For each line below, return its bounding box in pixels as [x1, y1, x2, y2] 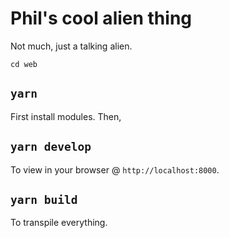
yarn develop [10, 140, 92, 154]
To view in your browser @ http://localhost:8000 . [10, 163, 220, 176]
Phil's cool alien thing [10, 7, 193, 30]
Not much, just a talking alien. [10, 40, 133, 52]
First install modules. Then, [10, 110, 122, 122]
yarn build [10, 192, 78, 207]
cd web [10, 59, 38, 69]
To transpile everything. [10, 217, 108, 229]
